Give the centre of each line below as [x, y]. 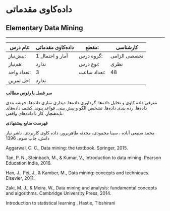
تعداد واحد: [20, 72]
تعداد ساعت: [92, 72]
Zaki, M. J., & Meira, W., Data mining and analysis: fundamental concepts [81, 188]
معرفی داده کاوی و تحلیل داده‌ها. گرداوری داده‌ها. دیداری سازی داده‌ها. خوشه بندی [82, 102]
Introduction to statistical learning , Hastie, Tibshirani [61, 203]
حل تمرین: [19, 80]
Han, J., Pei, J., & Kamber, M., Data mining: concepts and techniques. [78, 173]
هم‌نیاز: [16, 64]
